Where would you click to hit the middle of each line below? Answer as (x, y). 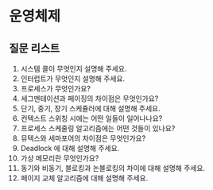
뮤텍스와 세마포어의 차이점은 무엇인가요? (83, 138)
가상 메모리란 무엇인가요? (60, 158)
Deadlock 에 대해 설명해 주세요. (70, 148)
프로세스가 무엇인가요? (55, 89)
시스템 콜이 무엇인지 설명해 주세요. (74, 69)
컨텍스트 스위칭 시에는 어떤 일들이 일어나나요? (91, 118)
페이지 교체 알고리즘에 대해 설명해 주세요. (84, 178)
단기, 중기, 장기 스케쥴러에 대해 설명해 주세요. (91, 109)
